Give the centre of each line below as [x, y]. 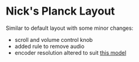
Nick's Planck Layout [60, 11]
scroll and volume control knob [54, 40]
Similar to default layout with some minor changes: [69, 28]
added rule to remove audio [50, 46]
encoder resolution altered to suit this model [70, 52]
